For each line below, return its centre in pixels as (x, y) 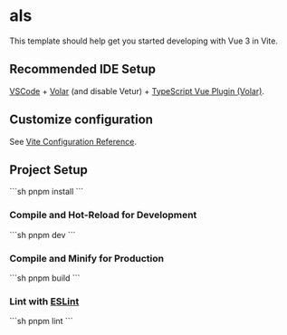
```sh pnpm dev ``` (43, 234)
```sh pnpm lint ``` (41, 321)
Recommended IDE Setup (83, 69)
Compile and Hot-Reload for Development (103, 215)
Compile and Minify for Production (87, 258)
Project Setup (49, 170)
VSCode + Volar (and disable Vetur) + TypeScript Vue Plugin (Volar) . (137, 91)
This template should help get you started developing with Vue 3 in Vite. (144, 41)
